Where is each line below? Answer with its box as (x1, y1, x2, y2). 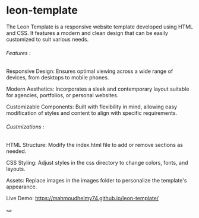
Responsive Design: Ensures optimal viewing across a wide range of (6, 68, 173, 75)
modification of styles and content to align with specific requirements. (6, 110, 178, 117)
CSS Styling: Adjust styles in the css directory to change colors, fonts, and (6, 159, 188, 166)
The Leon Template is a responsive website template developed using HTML (6, 23, 194, 30)
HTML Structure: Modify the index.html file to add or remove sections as (6, 142, 183, 149)
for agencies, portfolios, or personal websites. (6, 92, 119, 99)
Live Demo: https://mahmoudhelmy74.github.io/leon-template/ (6, 195, 159, 202)
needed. (6, 148, 27, 155)
